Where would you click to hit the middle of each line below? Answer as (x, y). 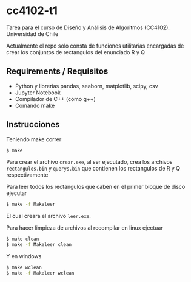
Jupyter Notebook (38, 93)
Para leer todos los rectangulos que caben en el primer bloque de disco (96, 187)
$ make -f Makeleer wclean (40, 273)
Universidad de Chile (32, 33)
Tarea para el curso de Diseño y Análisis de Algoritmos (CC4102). (88, 27)
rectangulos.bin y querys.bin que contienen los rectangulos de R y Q (93, 169)
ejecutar (17, 193)
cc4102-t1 (32, 11)
